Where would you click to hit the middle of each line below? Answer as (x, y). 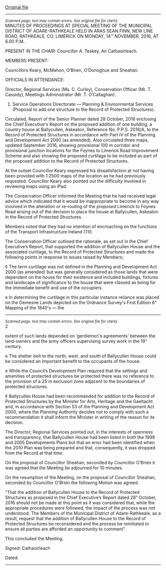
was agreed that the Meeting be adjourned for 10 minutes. (64, 468)
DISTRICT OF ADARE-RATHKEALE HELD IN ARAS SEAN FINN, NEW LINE (79, 31)
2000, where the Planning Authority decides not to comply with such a (77, 412)
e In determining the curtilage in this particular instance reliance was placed (82, 297)
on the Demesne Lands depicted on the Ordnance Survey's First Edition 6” (81, 303)
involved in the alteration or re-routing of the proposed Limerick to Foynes (81, 206)
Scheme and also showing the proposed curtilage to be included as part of (81, 156)
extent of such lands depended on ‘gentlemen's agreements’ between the (80, 336)
